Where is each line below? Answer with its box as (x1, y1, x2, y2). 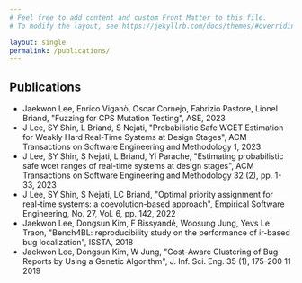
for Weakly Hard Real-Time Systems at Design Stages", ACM (22, 132, 247, 143)
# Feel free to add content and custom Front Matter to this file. (9, 13, 268, 22)
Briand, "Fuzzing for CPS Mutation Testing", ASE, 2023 (22, 113, 226, 124)
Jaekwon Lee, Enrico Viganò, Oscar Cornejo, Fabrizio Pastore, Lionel (22, 103, 279, 114)
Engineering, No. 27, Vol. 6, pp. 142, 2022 (22, 208, 176, 219)
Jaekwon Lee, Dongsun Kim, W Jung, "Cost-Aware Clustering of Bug (22, 246, 279, 257)
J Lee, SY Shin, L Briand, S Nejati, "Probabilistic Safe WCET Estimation (22, 122, 284, 133)
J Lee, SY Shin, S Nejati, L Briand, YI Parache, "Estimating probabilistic (22, 151, 284, 162)
